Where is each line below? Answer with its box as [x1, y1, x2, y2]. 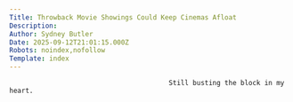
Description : [9, 21, 58, 30]
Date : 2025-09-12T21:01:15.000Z [9, 37, 129, 47]
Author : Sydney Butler [9, 29, 94, 38]
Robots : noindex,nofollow [9, 46, 105, 55]
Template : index [9, 54, 69, 63]
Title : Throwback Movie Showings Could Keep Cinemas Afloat [9, 12, 238, 22]
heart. [9, 86, 34, 95]
